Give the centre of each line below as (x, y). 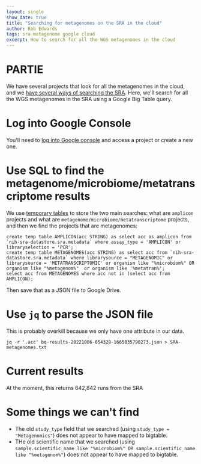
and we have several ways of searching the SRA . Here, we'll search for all (97, 92)
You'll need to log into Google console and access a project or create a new (100, 140)
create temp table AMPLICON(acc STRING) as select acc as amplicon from (99, 237)
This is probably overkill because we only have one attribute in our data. (95, 331)
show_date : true (26, 17)
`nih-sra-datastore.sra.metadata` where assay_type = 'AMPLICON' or (94, 242)
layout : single (25, 12)
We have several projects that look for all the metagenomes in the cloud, (95, 86)
